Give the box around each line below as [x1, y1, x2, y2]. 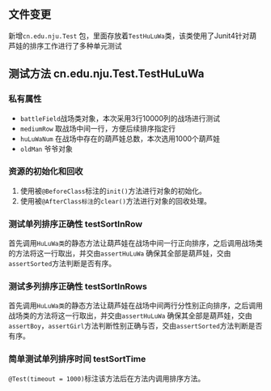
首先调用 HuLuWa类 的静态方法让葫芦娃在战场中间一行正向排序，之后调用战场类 [8, 238, 263, 248]
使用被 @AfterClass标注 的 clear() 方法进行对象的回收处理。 [19, 195, 212, 205]
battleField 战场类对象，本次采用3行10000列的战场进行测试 [19, 113, 221, 123]
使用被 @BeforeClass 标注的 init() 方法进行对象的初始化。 [19, 186, 206, 195]
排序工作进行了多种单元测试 [29, 41, 122, 50]
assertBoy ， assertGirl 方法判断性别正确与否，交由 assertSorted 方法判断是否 [8, 321, 263, 331]
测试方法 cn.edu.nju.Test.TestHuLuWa [8, 67, 205, 81]
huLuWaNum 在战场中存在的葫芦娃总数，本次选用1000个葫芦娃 [19, 133, 221, 144]
